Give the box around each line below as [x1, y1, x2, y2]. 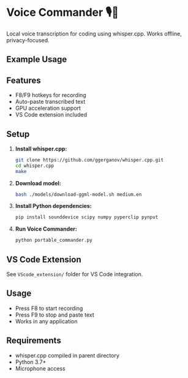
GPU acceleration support [15, 104, 81, 112]
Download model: [15, 179, 61, 187]
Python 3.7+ [15, 358, 47, 366]
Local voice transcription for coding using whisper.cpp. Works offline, [6, 29, 182, 37]
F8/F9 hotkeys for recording [15, 91, 87, 99]
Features [6, 75, 41, 85]
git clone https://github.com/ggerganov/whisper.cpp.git [15, 156, 164, 163]
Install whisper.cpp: [15, 145, 67, 152]
